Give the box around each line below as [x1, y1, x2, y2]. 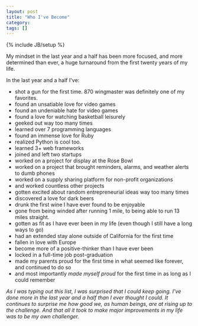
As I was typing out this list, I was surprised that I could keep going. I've [6, 288, 181, 295]
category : [6, 19, 31, 25]
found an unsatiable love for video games [14, 101, 116, 108]
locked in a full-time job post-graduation [14, 252, 113, 259]
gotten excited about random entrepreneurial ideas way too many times [14, 188, 189, 195]
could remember [14, 276, 56, 283]
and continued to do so [14, 264, 72, 271]
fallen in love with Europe [14, 239, 77, 246]
